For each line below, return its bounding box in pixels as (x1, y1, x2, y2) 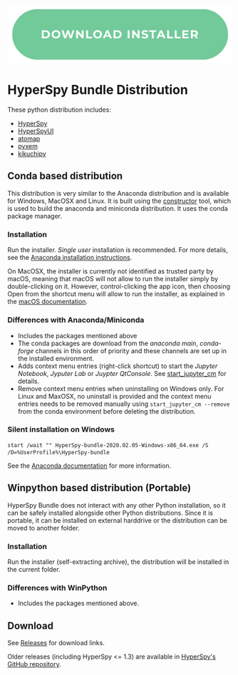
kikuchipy (17, 150, 46, 158)
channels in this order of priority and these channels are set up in (35, 346, 227, 355)
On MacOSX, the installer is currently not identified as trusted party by (7, 267, 214, 276)
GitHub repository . (7, 660, 62, 669)
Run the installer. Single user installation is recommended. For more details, (7, 246, 228, 254)
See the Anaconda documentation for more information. (7, 461, 172, 470)
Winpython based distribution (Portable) (7, 482, 191, 494)
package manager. (7, 211, 63, 220)
